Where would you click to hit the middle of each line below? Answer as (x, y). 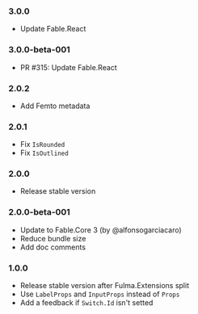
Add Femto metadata (55, 106)
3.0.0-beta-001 (39, 50)
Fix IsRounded (42, 144)
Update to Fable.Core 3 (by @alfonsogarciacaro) (101, 230)
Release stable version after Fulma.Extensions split (105, 286)
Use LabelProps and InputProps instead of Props (100, 294)
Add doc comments (53, 247)
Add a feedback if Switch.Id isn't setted (86, 303)
